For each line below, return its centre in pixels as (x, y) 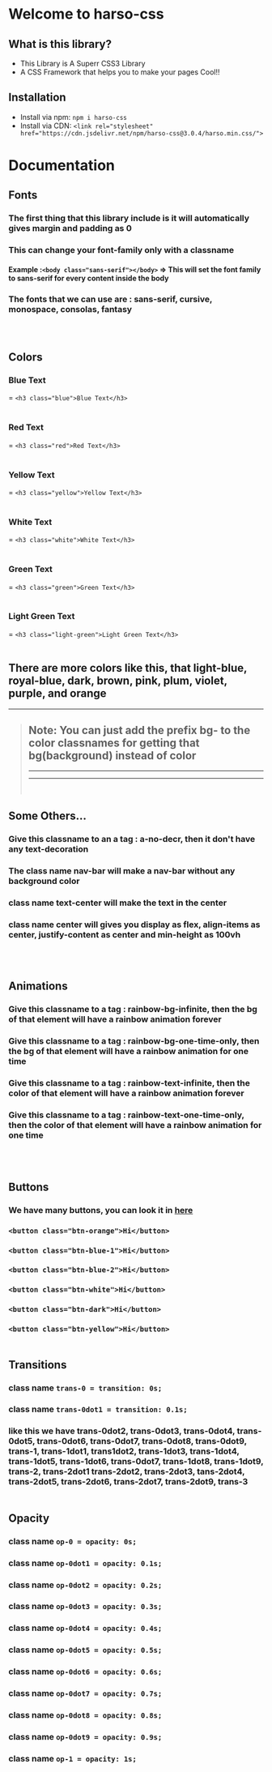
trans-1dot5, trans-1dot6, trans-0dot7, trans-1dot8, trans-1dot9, (136, 1462)
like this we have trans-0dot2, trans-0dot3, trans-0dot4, (122, 1431)
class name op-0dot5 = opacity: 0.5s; (85, 1650)
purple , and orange (57, 694)
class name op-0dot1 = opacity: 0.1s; (85, 1563)
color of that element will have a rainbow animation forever (126, 1093)
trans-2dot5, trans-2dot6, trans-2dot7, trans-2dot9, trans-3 (128, 1482)
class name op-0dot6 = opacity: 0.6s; (85, 1672)
